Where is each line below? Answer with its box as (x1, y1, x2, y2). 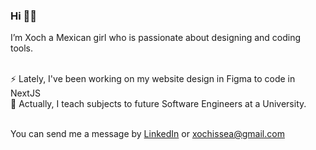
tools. (10, 42, 34, 54)
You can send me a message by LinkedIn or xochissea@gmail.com (10, 128, 285, 140)
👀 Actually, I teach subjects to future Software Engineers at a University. (10, 98, 307, 110)
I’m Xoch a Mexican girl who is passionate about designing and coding (10, 32, 302, 44)
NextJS (10, 87, 41, 99)
